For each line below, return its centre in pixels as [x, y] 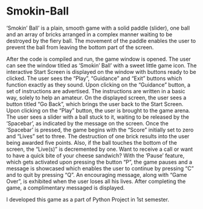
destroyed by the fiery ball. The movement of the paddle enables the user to [101, 41]
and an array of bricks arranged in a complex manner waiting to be [89, 34]
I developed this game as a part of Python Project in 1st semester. [88, 199]
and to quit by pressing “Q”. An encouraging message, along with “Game [97, 174]
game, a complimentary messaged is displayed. [66, 187]
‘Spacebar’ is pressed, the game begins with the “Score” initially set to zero [100, 130]
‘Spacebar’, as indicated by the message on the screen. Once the [88, 123]
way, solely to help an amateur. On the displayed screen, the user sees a [96, 98]
